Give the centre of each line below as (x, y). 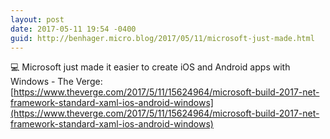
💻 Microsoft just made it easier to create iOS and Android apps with (150, 67)
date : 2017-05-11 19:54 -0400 (73, 29)
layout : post (37, 19)
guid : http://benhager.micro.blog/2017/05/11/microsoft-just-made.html (162, 38)
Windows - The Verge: (56, 82)
